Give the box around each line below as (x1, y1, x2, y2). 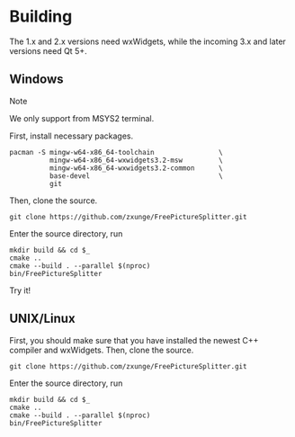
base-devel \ (49, 171, 223, 181)
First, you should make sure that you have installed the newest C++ (9, 334, 259, 345)
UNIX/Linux (9, 311, 76, 326)
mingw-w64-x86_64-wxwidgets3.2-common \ (49, 164, 223, 173)
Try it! (9, 285, 31, 296)
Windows (9, 72, 64, 87)
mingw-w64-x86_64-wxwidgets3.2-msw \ (49, 156, 223, 165)
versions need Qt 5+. (9, 45, 87, 56)
